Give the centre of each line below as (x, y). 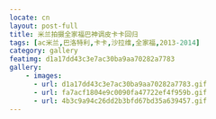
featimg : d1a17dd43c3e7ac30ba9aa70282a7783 (92, 59)
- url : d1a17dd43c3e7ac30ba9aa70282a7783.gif (120, 84)
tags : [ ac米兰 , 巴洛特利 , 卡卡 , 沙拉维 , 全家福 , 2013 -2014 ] (105, 42)
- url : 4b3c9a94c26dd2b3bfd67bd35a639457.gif (120, 101)
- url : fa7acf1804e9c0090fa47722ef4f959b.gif (120, 92)
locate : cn (30, 17)
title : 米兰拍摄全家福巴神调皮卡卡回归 (74, 34)
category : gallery (44, 51)
